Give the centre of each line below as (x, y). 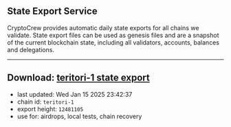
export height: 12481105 (50, 108)
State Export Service (52, 11)
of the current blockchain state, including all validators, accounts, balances (113, 42)
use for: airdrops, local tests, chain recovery (79, 116)
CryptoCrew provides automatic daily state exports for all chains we (103, 27)
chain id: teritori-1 (45, 102)
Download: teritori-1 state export (78, 78)
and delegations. (31, 49)
